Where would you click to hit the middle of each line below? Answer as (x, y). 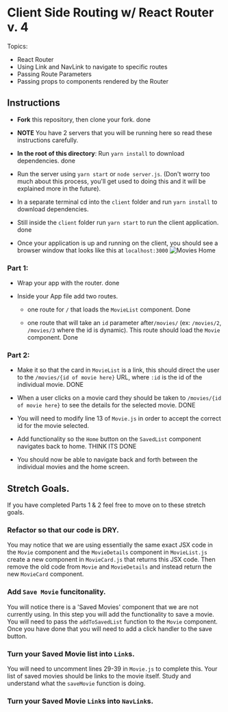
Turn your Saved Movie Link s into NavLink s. (80, 701)
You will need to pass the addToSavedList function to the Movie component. (112, 621)
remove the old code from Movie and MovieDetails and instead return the (110, 567)
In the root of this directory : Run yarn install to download (101, 153)
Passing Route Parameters (54, 74)
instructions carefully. (48, 140)
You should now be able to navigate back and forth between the (107, 460)
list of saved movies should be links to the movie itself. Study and (99, 676)
